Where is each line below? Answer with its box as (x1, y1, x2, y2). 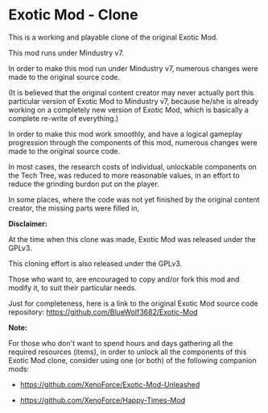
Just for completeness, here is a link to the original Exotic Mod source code (8, 298, 259, 308)
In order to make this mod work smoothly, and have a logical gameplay (8, 129, 243, 139)
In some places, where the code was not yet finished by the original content (8, 194, 260, 204)
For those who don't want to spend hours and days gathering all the (8, 338, 233, 348)
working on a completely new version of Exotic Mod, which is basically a (8, 105, 249, 115)
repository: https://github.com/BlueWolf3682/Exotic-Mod (8, 307, 199, 316)
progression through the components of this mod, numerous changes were (8, 137, 258, 147)
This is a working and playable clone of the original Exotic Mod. (8, 32, 219, 42)
